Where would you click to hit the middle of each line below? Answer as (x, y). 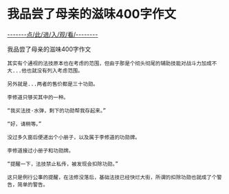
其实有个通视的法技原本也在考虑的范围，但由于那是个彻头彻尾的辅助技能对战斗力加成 (109, 63)
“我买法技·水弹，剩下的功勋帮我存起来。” (57, 111)
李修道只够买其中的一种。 (38, 97)
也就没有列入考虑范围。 (55, 71)
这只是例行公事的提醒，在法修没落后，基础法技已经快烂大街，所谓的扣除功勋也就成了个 (112, 177)
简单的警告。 (33, 184)
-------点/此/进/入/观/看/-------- (53, 34)
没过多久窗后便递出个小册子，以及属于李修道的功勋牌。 (74, 137)
